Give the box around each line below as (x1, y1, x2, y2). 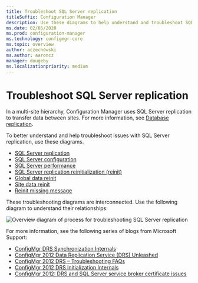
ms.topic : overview (6, 42, 54, 48)
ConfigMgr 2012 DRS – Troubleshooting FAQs (14, 258, 126, 265)
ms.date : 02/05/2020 (6, 25, 57, 31)
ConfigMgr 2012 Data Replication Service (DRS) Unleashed (14, 251, 159, 259)
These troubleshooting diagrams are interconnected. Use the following (6, 198, 178, 206)
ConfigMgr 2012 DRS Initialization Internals (14, 264, 119, 271)
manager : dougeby (6, 58, 49, 64)
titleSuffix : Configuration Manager (6, 14, 96, 20)
